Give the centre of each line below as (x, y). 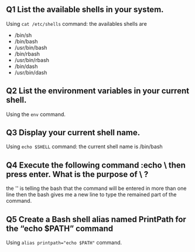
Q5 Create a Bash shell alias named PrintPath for (96, 219)
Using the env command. (36, 114)
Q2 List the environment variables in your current (97, 91)
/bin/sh (23, 35)
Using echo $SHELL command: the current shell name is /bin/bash (84, 147)
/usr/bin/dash (31, 72)
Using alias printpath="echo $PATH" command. (64, 243)
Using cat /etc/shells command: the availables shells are (77, 23)
